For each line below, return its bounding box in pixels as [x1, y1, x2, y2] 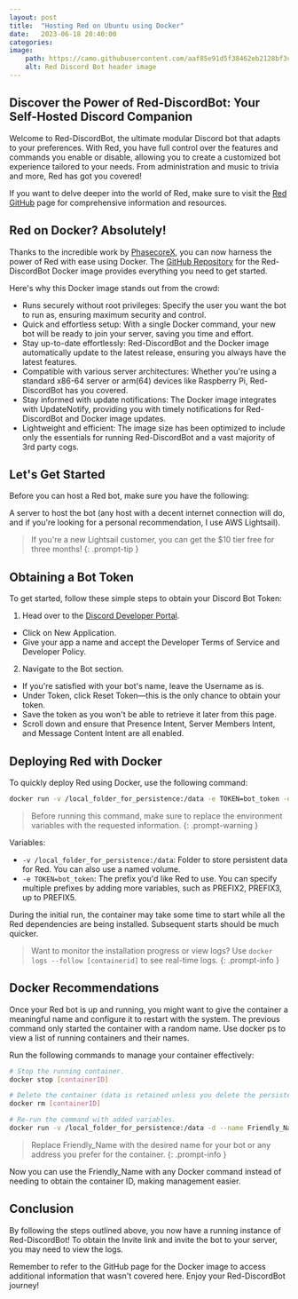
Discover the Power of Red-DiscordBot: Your [9, 95, 261, 111]
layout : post [9, 12, 58, 22]
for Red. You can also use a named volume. [21, 863, 181, 875]
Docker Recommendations [9, 980, 160, 995]
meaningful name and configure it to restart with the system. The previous [9, 1013, 281, 1024]
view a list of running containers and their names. [9, 1032, 190, 1043]
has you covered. [65, 384, 129, 395]
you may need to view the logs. [9, 1244, 124, 1255]
